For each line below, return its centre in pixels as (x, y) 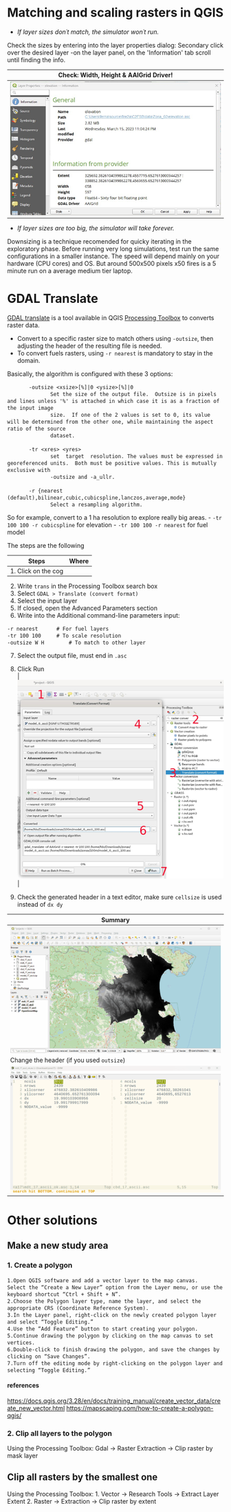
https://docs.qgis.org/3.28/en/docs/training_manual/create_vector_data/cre (114, 1401)
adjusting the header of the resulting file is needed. (89, 346)
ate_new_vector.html (36, 1408)
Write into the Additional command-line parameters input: (98, 616)
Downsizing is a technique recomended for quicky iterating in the (99, 242)
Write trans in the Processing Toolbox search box (87, 586)
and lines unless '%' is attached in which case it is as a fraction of (113, 402)
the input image (30, 409)
